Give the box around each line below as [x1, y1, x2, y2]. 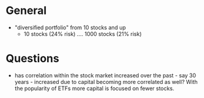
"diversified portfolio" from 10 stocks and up [14, 24, 126, 31]
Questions [5, 52, 59, 66]
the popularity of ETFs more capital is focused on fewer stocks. [14, 85, 175, 92]
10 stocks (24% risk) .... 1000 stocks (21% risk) [23, 30, 142, 37]
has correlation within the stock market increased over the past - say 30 [14, 71, 197, 79]
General [5, 4, 47, 18]
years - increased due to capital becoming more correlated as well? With [14, 78, 198, 85]
